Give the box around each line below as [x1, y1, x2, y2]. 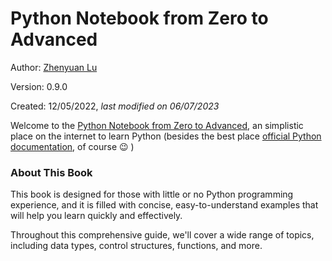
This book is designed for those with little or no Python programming [10, 188, 294, 201]
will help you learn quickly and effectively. [10, 210, 183, 222]
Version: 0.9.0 [10, 80, 68, 92]
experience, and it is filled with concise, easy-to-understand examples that [10, 199, 319, 211]
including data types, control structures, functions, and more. [10, 240, 263, 252]
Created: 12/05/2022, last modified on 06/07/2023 [10, 100, 220, 112]
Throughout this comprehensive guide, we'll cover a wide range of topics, [10, 229, 315, 241]
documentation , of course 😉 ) [10, 140, 135, 152]
